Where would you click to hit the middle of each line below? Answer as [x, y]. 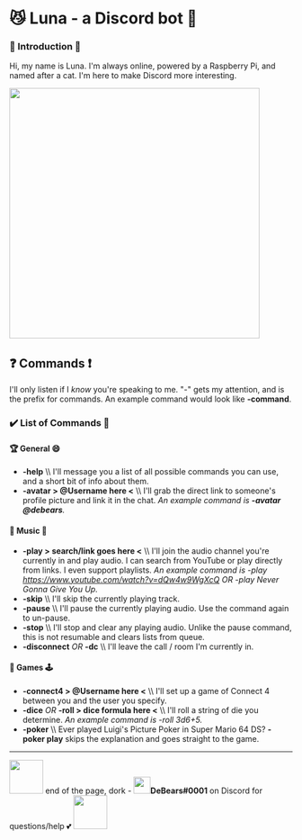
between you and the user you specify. [95, 700]
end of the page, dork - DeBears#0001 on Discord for [154, 790]
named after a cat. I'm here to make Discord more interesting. [123, 76]
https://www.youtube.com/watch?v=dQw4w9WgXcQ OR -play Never [151, 579]
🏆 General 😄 [35, 448]
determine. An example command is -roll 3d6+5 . [112, 719]
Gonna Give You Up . [60, 589]
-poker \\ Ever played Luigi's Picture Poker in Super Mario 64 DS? [144, 729]
